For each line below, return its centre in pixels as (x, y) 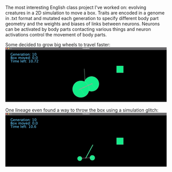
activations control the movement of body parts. (56, 35)
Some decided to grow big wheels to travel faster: (58, 45)
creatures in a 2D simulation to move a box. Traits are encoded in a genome (85, 13)
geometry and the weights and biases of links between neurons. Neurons (83, 24)
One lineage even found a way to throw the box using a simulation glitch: (82, 110)
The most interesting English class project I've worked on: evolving (76, 7)
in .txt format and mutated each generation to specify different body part (82, 18)
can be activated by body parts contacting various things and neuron (78, 29)
